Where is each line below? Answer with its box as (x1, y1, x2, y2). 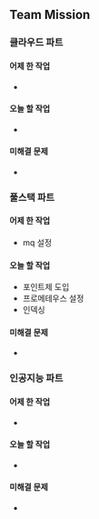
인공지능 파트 (9, 372, 64, 384)
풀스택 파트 (9, 191, 55, 204)
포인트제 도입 (22, 282, 70, 293)
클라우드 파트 (9, 36, 64, 49)
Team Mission (9, 7, 91, 23)
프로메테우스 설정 (22, 293, 84, 304)
